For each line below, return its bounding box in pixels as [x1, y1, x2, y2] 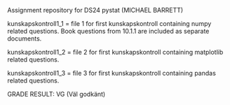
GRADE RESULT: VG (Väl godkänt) [7, 90, 106, 98]
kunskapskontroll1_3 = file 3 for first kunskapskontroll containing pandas [7, 69, 216, 77]
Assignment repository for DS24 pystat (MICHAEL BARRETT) [7, 6, 184, 14]
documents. [7, 34, 42, 43]
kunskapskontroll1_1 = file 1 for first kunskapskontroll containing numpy [7, 20, 212, 27]
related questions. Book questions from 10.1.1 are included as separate [7, 27, 210, 35]
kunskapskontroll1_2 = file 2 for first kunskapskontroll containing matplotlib [7, 48, 224, 56]
